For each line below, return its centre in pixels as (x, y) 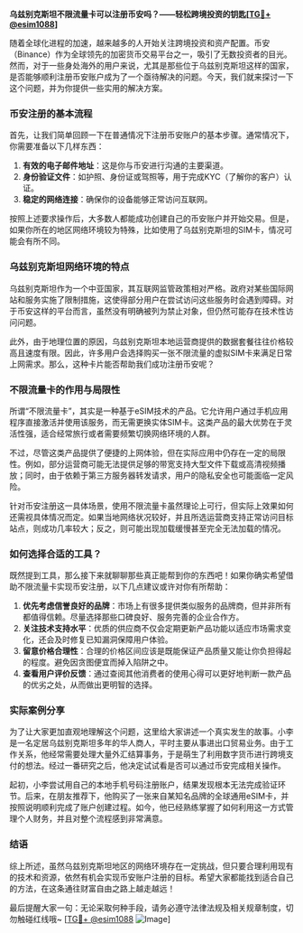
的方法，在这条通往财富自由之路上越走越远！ (92, 888)
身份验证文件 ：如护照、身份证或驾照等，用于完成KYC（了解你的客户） (153, 177)
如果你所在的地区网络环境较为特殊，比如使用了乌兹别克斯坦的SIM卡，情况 (147, 230)
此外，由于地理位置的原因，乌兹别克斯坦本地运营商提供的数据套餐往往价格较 (151, 341)
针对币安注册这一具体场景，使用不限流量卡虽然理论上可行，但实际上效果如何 (151, 506)
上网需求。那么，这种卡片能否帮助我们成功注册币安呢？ (112, 364)
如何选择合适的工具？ (55, 554)
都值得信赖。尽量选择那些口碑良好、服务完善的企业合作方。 (133, 617)
